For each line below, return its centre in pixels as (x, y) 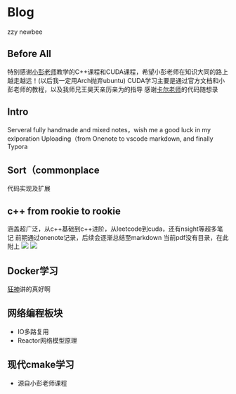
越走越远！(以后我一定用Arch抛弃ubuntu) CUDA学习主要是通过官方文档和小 (116, 80)
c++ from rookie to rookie (64, 211)
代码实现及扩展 (29, 189)
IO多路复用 (33, 331)
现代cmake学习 (41, 365)
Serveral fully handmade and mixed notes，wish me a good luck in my (109, 129)
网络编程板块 (35, 313)
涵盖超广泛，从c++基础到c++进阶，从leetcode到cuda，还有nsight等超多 (112, 229)
